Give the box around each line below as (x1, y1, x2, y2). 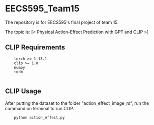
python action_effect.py (14, 115, 65, 120)
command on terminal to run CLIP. (5, 105, 75, 111)
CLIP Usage (5, 87, 41, 95)
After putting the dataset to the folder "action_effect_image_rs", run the (5, 100, 149, 106)
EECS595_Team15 (5, 3, 80, 14)
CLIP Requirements (5, 43, 65, 52)
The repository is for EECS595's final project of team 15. (5, 19, 119, 25)
